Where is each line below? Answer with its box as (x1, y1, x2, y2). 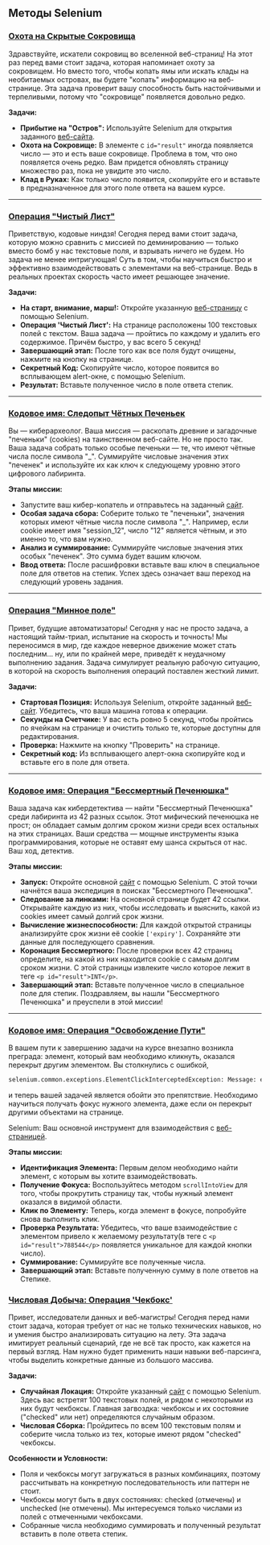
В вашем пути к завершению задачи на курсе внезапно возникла (8, 1043, 235, 1053)
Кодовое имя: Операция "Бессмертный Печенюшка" (8, 785, 229, 796)
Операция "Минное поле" (8, 604, 117, 616)
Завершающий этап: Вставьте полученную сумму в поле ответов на (19, 1265, 259, 1276)
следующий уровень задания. (19, 577, 124, 587)
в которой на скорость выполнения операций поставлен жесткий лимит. (8, 666, 260, 675)
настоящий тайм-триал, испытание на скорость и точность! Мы (8, 632, 228, 642)
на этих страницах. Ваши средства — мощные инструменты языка (8, 829, 239, 838)
